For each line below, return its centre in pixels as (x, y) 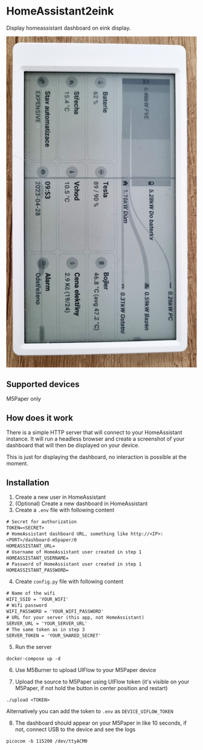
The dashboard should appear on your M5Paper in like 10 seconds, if (101, 723)
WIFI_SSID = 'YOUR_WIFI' (37, 600)
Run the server (34, 647)
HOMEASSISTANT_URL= (31, 546)
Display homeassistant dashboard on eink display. (69, 28)
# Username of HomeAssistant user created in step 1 (74, 552)
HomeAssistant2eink (60, 11)
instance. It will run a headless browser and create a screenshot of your (95, 439)
